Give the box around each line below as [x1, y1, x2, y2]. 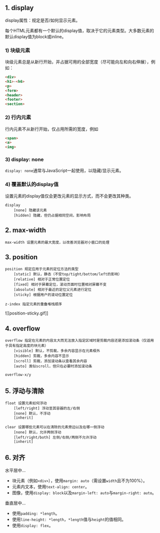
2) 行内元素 [5, 114, 31, 121]
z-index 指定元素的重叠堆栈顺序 [5, 302, 62, 307]
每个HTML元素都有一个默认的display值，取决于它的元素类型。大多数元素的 [5, 28, 154, 33]
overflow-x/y [5, 373, 31, 377]
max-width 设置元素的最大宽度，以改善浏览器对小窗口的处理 [5, 240, 110, 245]
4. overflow [5, 324, 40, 332]
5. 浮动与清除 [5, 387, 44, 395]
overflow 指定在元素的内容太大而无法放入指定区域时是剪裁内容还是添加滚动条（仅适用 [5, 338, 154, 343]
